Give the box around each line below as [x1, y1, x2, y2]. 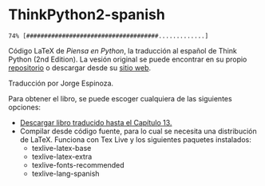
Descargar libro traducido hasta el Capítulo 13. [19, 117, 172, 127]
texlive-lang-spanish [31, 168, 100, 178]
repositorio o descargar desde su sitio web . [8, 62, 152, 73]
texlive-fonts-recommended [31, 160, 125, 169]
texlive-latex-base [31, 143, 92, 152]
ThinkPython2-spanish [8, 6, 165, 24]
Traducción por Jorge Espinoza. [8, 78, 114, 88]
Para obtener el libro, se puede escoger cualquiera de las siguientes [8, 93, 233, 103]
